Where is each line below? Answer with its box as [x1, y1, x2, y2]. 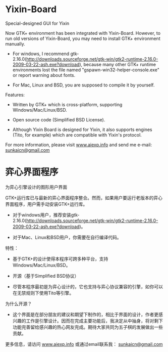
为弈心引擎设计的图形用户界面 [5, 184, 67, 190]
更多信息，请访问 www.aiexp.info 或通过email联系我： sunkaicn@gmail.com [5, 341, 163, 347]
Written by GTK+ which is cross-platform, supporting [12, 101, 123, 107]
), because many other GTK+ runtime [79, 61, 156, 67]
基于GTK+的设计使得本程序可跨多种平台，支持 [12, 255, 108, 261]
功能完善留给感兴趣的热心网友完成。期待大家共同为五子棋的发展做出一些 [12, 324, 163, 330]
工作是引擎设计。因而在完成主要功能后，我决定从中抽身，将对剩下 [26, 318, 163, 324]
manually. [5, 40, 25, 47]
